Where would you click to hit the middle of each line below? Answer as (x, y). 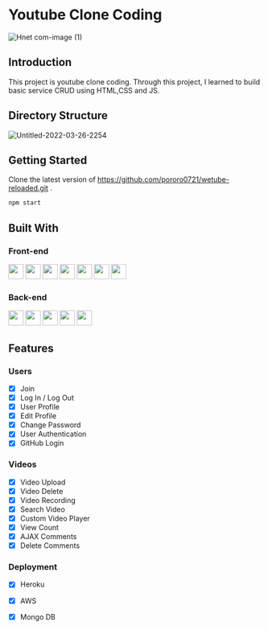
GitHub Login (42, 443)
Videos (23, 464)
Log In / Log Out (47, 397)
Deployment (33, 567)
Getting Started (48, 160)
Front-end (29, 251)
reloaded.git (28, 188)
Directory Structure (58, 115)
